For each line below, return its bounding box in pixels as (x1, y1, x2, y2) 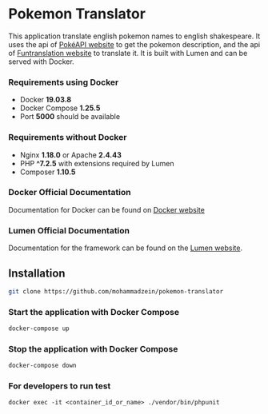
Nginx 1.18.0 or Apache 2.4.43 (19, 149, 122, 160)
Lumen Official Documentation (8, 225, 130, 236)
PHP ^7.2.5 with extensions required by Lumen (19, 158, 174, 168)
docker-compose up (8, 324, 70, 332)
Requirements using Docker (8, 77, 119, 88)
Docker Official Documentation (8, 187, 131, 198)
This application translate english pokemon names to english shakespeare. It (8, 31, 261, 41)
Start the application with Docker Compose (8, 306, 180, 317)
